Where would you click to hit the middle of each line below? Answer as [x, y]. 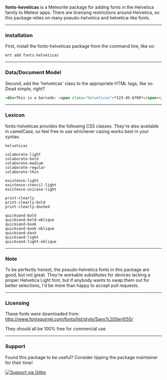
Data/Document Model [33, 73]
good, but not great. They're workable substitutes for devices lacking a [78, 275]
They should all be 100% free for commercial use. [56, 329]
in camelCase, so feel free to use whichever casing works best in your [77, 131]
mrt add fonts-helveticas [32, 55]
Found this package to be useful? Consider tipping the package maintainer [82, 357]
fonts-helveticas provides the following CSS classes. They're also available [82, 126]
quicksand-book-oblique [30, 229]
